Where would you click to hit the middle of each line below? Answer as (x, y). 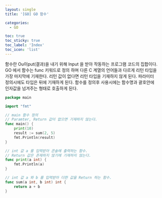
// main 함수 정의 (22, 115)
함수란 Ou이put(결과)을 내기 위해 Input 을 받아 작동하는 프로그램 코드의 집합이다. (81, 64)
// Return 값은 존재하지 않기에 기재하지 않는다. (48, 155)
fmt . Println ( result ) (35, 137)
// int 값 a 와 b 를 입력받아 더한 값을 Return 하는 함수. (58, 178)
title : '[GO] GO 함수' (27, 14)
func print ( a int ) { (26, 160)
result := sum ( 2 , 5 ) (35, 133)
